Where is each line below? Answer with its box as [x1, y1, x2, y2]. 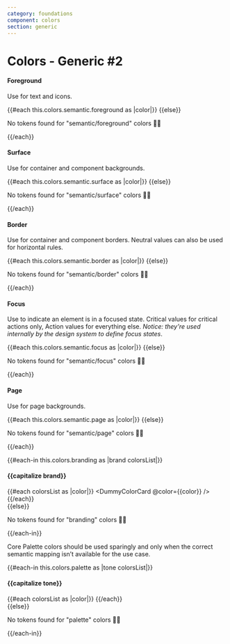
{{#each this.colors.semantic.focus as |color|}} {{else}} [7, 343, 165, 352]
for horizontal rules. [7, 243, 64, 251]
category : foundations [7, 10, 73, 17]
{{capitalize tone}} [7, 579, 63, 588]
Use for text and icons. [7, 92, 73, 100]
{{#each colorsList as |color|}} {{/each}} [7, 595, 123, 603]
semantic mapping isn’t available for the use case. [7, 549, 151, 558]
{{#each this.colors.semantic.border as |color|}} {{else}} [7, 257, 169, 265]
